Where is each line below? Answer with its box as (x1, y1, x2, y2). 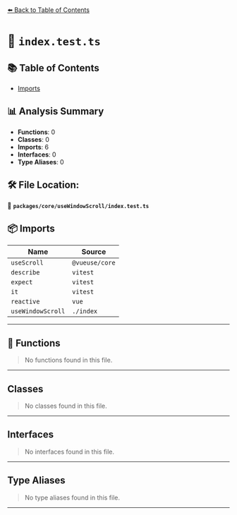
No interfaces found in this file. (24, 447, 115, 456)
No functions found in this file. (24, 356, 113, 365)
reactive (11, 298, 40, 305)
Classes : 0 (17, 135, 49, 143)
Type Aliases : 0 (17, 157, 65, 166)
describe (11, 269, 40, 277)
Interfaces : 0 (17, 150, 56, 159)
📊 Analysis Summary (7, 105, 104, 118)
